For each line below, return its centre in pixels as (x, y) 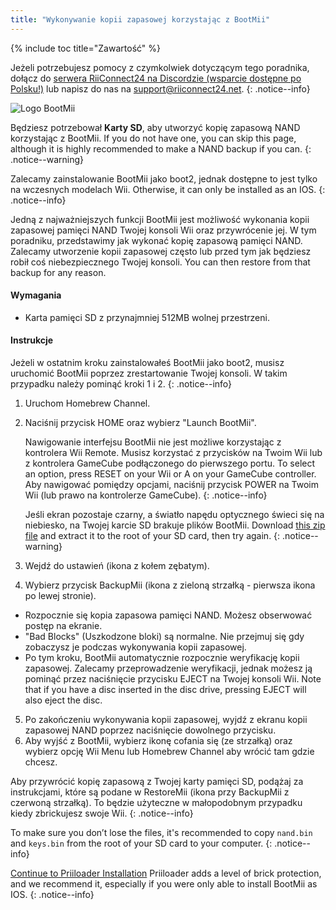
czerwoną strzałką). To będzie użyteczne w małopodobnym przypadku (156, 803)
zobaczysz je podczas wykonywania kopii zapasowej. (135, 647)
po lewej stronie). (60, 596)
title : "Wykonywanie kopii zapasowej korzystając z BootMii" (140, 19)
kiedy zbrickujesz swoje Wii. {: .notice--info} (102, 813)
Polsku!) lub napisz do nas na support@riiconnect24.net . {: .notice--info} (160, 88)
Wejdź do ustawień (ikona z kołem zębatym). (117, 566)
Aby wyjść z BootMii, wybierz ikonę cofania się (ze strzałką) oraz (158, 741)
